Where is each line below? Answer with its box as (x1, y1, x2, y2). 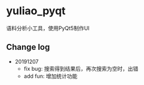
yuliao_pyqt (6, 4, 66, 18)
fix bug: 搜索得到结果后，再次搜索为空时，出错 (23, 65, 139, 72)
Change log (6, 42, 50, 52)
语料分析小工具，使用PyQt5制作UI (6, 24, 90, 32)
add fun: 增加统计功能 (23, 73, 78, 80)
